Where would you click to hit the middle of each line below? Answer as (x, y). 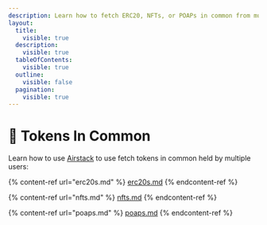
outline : (30, 75)
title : (26, 30)
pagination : (35, 89)
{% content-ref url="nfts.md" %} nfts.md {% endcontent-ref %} (112, 198)
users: (19, 167)
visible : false (48, 82)
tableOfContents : (44, 60)
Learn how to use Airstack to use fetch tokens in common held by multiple (130, 158)
